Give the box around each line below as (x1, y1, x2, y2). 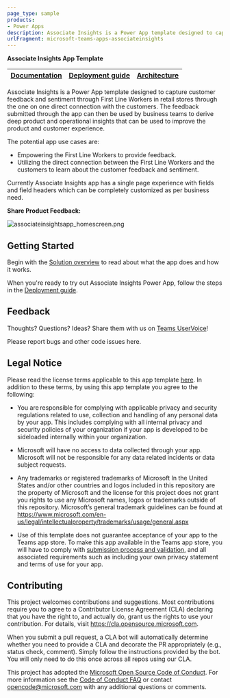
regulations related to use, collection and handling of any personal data (16, 410, 218, 419)
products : (7, 16, 36, 23)
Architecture (136, 71, 179, 80)
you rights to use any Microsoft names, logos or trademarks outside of (16, 496, 216, 504)
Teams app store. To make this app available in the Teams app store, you (16, 538, 223, 546)
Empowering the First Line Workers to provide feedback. (16, 151, 177, 159)
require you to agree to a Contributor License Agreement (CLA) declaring (7, 605, 214, 614)
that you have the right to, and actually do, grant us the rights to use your (7, 612, 214, 621)
